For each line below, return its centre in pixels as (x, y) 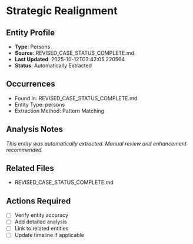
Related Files (30, 168)
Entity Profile (30, 33)
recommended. (24, 150)
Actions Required (39, 201)
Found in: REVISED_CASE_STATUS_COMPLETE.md (76, 98)
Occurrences (31, 84)
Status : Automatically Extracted (53, 65)
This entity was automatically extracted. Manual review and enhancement (96, 143)
